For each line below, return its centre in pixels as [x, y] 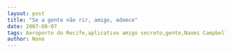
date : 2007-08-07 [32, 26]
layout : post [26, 13]
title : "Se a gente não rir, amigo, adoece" [72, 20]
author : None [26, 39]
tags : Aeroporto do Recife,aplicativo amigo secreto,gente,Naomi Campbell [118, 33]
